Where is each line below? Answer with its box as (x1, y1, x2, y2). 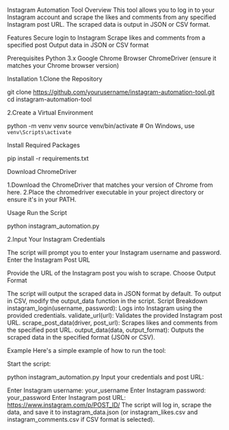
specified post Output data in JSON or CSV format (7, 41, 149, 49)
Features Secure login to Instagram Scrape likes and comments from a (7, 34, 206, 42)
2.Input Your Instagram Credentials (7, 236, 106, 243)
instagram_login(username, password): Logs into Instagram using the (7, 304, 203, 312)
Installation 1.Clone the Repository (7, 75, 103, 83)
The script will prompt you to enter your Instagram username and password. (7, 249, 222, 256)
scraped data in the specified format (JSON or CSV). (7, 333, 156, 341)
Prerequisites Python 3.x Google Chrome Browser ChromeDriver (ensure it (7, 54, 217, 62)
